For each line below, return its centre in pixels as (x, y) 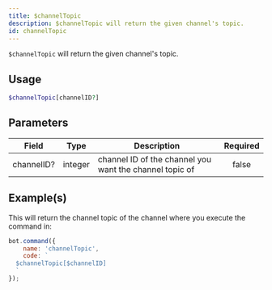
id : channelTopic (38, 31)
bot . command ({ (32, 241)
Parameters (38, 123)
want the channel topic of (146, 169)
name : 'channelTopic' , (61, 248)
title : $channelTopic (45, 16)
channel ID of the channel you (155, 159)
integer (76, 164)
